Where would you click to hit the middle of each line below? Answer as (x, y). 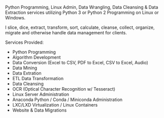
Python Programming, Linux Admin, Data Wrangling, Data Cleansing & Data (82, 7)
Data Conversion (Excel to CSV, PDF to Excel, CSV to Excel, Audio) (80, 62)
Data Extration (27, 73)
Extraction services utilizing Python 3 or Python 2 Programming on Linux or (82, 12)
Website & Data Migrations (39, 110)
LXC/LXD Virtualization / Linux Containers (55, 105)
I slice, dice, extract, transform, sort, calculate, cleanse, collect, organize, (80, 27)
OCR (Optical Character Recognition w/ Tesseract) (64, 89)
